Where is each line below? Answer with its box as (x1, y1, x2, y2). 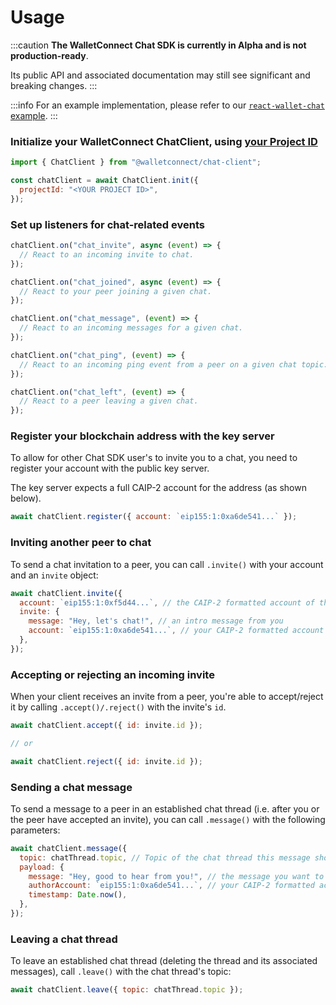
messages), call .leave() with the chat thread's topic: (10, 966, 232, 978)
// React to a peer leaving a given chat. (19, 396, 199, 406)
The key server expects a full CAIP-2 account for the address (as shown (10, 482, 307, 494)
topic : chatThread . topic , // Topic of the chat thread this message (19, 852, 311, 863)
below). (10, 492, 42, 505)
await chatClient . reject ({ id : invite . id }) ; (10, 756, 203, 766)
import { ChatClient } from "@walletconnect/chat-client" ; (10, 157, 262, 168)
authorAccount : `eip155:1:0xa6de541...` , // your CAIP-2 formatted (28, 881, 315, 891)
